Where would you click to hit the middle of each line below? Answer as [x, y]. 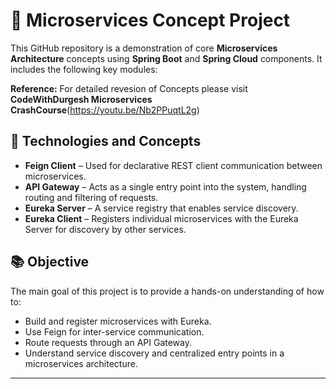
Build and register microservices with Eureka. [118, 321]
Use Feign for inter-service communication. [114, 331]
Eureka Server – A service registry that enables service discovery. [161, 208]
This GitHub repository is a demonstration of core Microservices [144, 48]
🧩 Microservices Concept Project [150, 20]
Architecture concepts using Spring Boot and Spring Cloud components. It [166, 58]
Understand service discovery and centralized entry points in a [154, 353]
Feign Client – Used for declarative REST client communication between [173, 165]
